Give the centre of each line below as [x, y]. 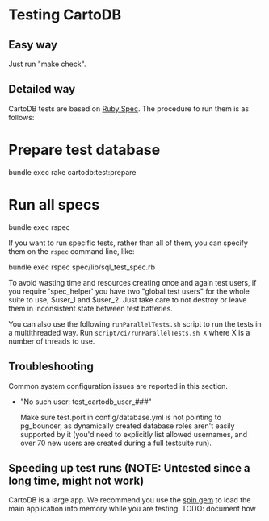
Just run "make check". [47, 64]
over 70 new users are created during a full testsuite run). [116, 443]
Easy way [33, 45]
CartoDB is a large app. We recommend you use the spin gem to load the [130, 500]
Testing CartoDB [65, 15]
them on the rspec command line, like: [71, 251]
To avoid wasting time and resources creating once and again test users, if [132, 282]
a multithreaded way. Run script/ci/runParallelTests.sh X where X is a [129, 332]
